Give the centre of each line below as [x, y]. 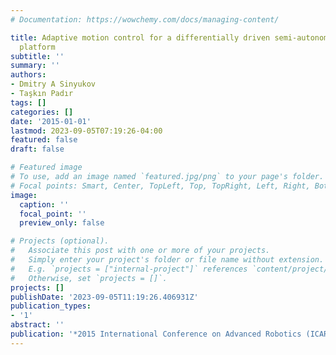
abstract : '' [37, 325]
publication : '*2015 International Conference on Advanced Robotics [156, 334]
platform [37, 47]
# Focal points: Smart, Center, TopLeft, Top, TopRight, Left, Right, [160, 186]
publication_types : [51, 306]
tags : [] [28, 102]
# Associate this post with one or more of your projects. [140, 251]
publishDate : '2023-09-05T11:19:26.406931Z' [104, 297]
